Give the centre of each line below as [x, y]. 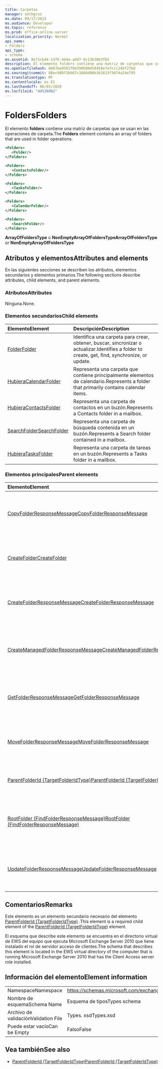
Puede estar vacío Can [33, 1026]
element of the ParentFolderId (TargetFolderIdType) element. [66, 926]
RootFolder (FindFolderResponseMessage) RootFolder [69, 819]
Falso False [79, 1029]
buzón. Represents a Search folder [112, 433]
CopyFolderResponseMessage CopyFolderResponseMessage [78, 513]
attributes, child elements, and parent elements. [53, 280]
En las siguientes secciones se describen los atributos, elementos [71, 270]
